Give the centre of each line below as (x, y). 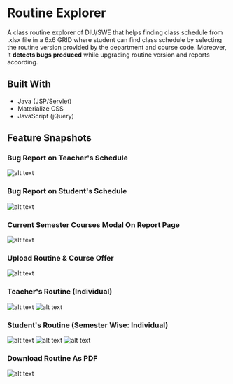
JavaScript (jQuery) (46, 116)
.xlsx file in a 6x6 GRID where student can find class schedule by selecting (115, 39)
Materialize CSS (41, 108)
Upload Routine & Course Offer (61, 258)
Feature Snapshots (50, 138)
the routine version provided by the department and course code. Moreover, (117, 47)
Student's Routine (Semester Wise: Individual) (88, 325)
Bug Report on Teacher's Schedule (68, 158)
